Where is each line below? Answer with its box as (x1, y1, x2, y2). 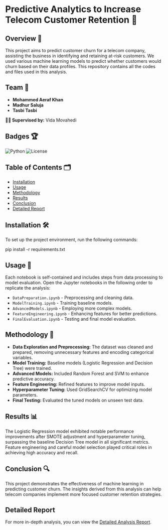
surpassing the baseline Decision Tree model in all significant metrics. (5, 439, 150, 445)
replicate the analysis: (5, 285, 51, 291)
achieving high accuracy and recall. (5, 449, 79, 455)
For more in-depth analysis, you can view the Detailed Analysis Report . (5, 519, 152, 525)
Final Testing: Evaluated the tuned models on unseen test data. (12, 397, 144, 403)
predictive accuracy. (12, 375, 55, 382)
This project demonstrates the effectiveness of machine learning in (5, 480, 144, 486)
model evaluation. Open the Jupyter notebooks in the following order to (5, 280, 153, 286)
